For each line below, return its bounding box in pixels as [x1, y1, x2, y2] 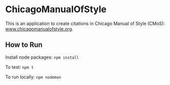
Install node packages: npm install [5, 54, 79, 60]
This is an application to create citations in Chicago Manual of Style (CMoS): [5, 20, 165, 26]
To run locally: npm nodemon [5, 74, 62, 80]
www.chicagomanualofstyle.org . [5, 25, 74, 32]
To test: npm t [5, 64, 34, 70]
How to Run [5, 41, 43, 49]
